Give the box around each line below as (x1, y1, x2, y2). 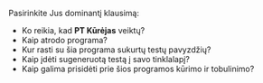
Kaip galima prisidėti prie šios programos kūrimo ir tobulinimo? (21, 63, 255, 74)
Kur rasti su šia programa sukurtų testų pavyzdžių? (21, 44, 211, 55)
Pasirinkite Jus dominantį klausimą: (8, 8, 139, 18)
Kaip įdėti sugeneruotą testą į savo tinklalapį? (21, 54, 191, 64)
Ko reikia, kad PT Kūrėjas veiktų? (21, 25, 146, 35)
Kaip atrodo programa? (21, 35, 108, 45)
